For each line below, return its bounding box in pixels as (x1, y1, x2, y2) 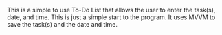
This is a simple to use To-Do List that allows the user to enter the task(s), (7, 6, 216, 14)
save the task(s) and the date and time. (7, 21, 118, 28)
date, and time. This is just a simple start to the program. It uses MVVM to (7, 13, 216, 21)
